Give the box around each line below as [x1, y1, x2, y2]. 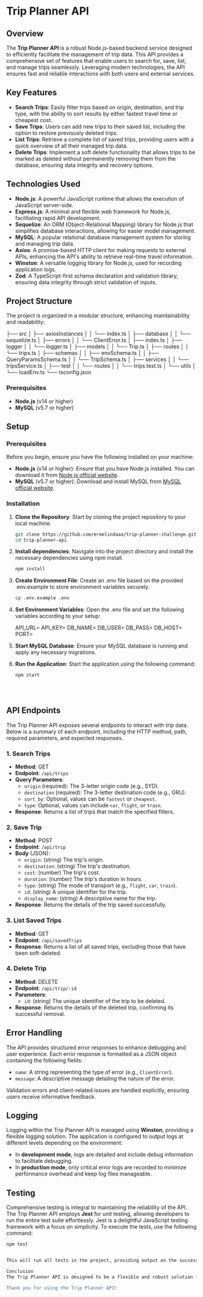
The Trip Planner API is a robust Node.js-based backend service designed [6, 44, 192, 51]
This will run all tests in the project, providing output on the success [6, 1258, 199, 1264]
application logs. [14, 265, 56, 273]
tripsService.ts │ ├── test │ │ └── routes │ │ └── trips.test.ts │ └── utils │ [6, 362, 196, 369]
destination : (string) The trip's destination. [24, 863, 131, 870]
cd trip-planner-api [14, 537, 67, 543]
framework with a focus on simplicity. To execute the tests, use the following [6, 1223, 197, 1230]
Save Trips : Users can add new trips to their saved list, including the [14, 123, 185, 130]
